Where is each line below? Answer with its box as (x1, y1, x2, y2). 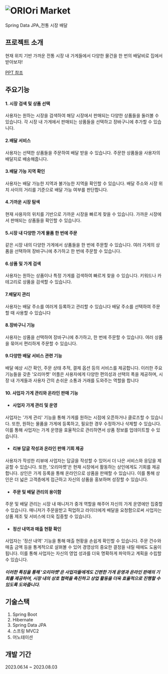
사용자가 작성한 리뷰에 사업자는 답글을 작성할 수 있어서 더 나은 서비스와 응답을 (5, 458, 156, 464)
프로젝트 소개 (5, 38, 44, 47)
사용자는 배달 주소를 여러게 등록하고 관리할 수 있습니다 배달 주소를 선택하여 (5, 303, 151, 309)
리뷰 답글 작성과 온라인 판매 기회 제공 (12, 445, 84, 452)
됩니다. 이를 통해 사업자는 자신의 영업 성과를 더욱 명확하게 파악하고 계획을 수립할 (5, 550, 162, 556)
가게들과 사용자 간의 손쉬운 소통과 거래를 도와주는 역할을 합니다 (16, 377, 139, 383)
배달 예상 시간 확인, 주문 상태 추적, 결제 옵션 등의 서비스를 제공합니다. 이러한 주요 (5, 365, 163, 371)
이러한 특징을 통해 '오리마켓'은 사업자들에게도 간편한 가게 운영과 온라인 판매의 (5, 569, 155, 575)
